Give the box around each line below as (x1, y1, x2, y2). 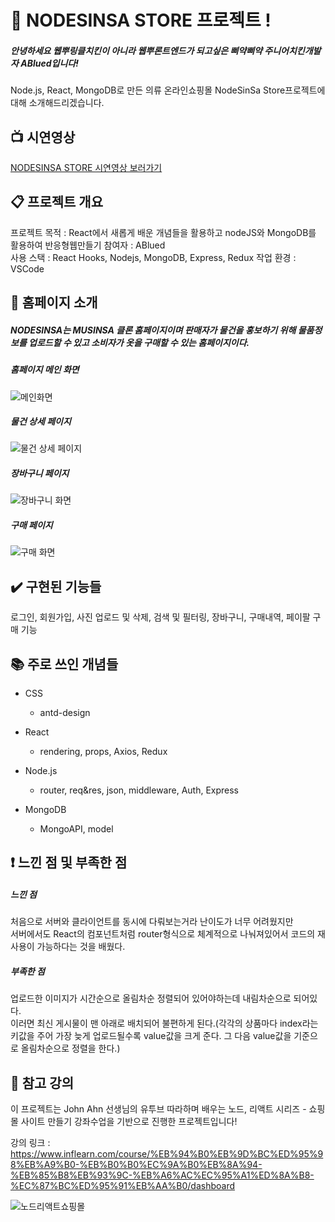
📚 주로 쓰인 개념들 (10, 656, 119, 673)
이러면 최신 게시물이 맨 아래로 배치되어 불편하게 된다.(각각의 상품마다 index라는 (10, 1017, 319, 1030)
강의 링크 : (10, 1137, 51, 1149)
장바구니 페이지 (10, 467, 70, 480)
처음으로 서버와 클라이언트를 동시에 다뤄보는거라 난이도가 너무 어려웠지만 (10, 916, 294, 928)
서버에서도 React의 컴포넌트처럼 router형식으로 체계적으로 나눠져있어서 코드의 (10, 928, 316, 940)
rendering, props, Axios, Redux (39, 746, 168, 758)
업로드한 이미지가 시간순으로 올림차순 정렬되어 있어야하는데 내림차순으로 (10, 992, 292, 1005)
